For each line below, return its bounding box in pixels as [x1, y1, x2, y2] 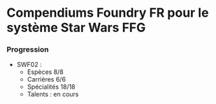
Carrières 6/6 [27, 75, 66, 84]
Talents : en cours [27, 90, 79, 98]
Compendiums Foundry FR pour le [6, 5, 209, 21]
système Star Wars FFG [6, 20, 146, 36]
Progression [6, 45, 50, 54]
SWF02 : [16, 61, 43, 69]
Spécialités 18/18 [27, 82, 76, 91]
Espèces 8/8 [27, 68, 64, 76]
